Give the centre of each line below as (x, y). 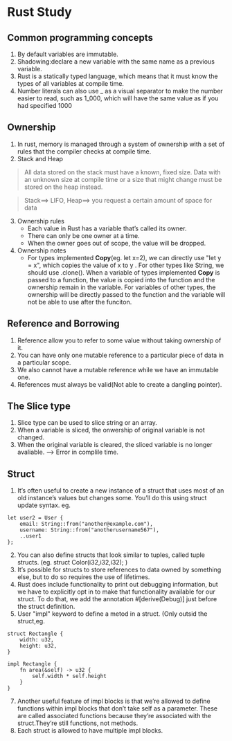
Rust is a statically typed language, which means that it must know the (117, 76)
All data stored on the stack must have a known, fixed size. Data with (122, 172)
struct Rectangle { (35, 634)
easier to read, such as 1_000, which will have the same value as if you (118, 98)
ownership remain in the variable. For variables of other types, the (122, 287)
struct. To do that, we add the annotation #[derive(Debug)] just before (117, 599)
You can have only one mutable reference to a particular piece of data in (120, 355)
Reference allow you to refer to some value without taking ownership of (119, 340)
